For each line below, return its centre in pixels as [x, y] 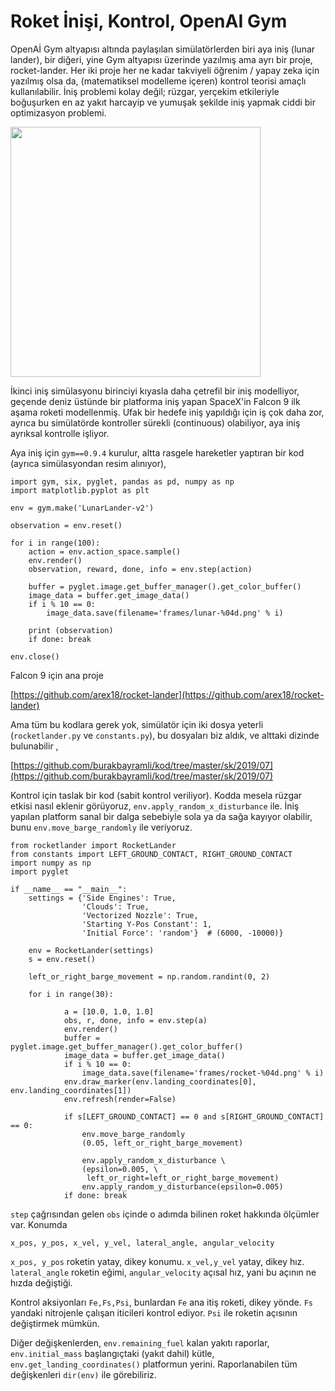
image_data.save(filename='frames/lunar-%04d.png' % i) [165, 613]
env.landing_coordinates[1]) [71, 1090]
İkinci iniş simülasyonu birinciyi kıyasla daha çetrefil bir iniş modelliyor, [155, 391]
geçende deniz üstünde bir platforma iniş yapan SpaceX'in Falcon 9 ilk [155, 401]
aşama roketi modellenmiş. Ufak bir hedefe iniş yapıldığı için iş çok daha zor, [167, 412]
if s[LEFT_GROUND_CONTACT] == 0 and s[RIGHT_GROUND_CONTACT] [194, 1116]
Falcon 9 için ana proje [57, 675]
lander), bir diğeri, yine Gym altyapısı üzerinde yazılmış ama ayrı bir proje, [161, 59]
